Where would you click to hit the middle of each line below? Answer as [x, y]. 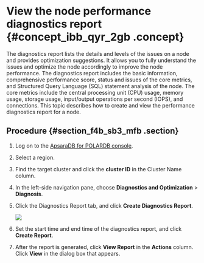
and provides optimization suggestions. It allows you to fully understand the [101, 60]
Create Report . [34, 235]
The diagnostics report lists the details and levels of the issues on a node [98, 53]
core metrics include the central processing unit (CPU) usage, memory [95, 92]
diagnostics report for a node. [44, 112]
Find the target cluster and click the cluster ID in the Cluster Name [98, 169]
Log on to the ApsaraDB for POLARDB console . [74, 145]
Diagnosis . [29, 194]
